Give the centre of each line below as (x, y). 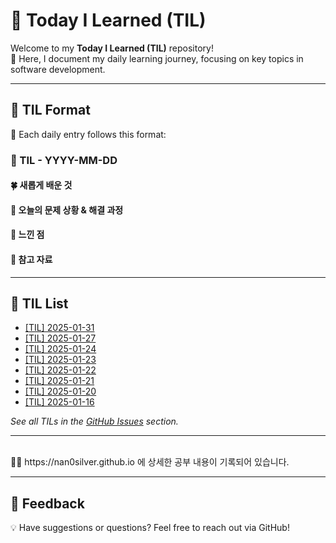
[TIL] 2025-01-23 (60, 360)
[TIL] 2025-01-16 (59, 402)
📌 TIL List (39, 304)
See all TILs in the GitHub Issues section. (94, 421)
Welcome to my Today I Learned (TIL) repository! (112, 48)
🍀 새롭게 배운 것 (41, 185)
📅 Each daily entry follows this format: (88, 134)
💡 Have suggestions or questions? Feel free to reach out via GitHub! (150, 528)
